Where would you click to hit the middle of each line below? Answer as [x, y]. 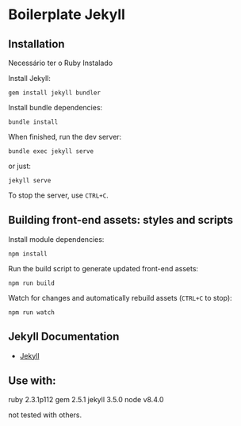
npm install [28, 254]
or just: [20, 166]
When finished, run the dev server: [65, 137]
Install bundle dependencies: [55, 107]
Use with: [32, 381]
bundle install [33, 122]
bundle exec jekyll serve [51, 152]
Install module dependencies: [56, 239]
